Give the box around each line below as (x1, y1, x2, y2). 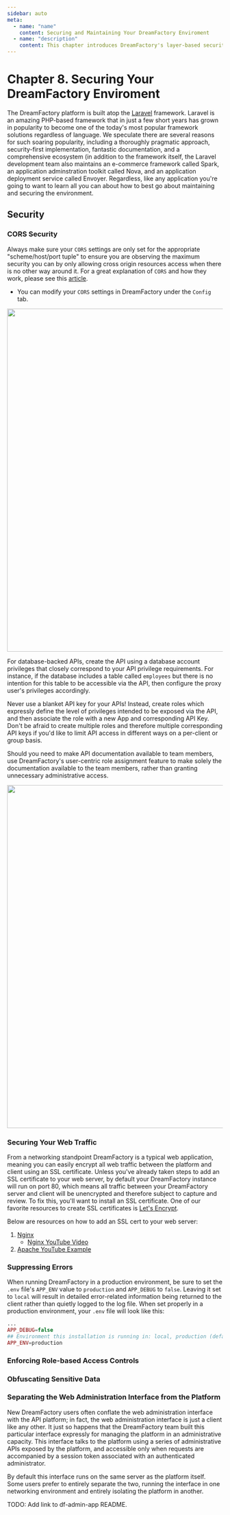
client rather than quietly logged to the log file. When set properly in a (7, 1300, 203, 1308)
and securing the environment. (7, 189, 94, 197)
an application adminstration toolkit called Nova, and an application (7, 167, 196, 175)
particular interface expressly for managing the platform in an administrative (7, 1430, 222, 1438)
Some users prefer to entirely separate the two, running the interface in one (7, 1479, 220, 1488)
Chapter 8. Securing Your (7, 71, 154, 87)
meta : (7, 16, 23, 23)
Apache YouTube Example (16, 1245, 92, 1253)
